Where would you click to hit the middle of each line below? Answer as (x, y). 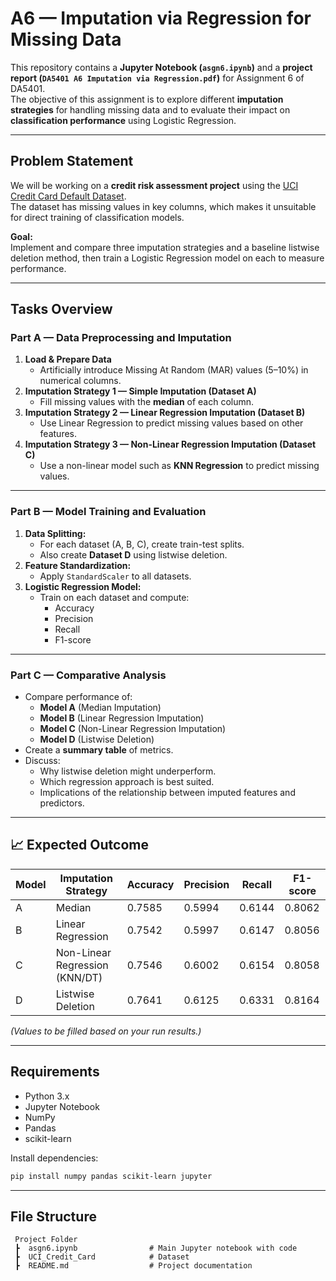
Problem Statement (72, 161)
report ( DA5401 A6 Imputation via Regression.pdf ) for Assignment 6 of (157, 78)
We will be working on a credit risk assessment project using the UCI (154, 185)
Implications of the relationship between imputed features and (167, 793)
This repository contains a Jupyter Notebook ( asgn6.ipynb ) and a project (161, 67)
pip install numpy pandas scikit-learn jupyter (111, 1176)
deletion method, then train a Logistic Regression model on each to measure (167, 258)
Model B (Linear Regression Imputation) (122, 718)
